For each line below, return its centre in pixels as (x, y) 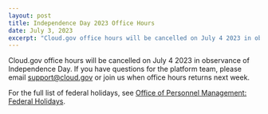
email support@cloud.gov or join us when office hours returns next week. (129, 77)
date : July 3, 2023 (41, 30)
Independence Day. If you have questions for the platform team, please (125, 69)
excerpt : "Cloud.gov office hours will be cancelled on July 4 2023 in (130, 38)
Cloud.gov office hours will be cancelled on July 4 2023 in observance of (129, 61)
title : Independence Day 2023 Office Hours (82, 23)
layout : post (30, 16)
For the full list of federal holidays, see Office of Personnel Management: (128, 93)
